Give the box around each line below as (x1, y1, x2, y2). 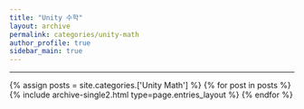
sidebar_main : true (9, 47, 83, 56)
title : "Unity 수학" (9, 13, 83, 23)
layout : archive (9, 22, 71, 31)
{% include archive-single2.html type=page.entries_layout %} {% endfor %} (9, 89, 294, 100)
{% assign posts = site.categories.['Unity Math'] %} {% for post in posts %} (9, 80, 291, 91)
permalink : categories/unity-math (9, 30, 140, 39)
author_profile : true (9, 38, 91, 48)
